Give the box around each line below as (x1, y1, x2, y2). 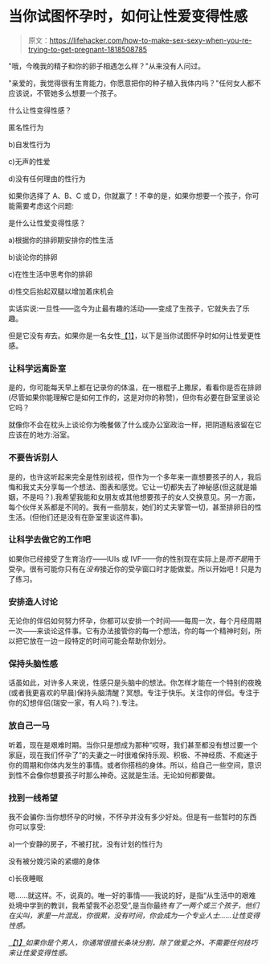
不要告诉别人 (8, 452, 59, 463)
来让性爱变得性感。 (8, 948, 72, 958)
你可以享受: (8, 822, 47, 832)
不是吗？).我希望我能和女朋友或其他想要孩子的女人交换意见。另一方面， (22, 492, 260, 501)
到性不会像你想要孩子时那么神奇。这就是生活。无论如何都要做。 (8, 770, 219, 780)
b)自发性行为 (8, 139, 51, 149)
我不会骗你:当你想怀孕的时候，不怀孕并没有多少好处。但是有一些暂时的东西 (8, 812, 257, 822)
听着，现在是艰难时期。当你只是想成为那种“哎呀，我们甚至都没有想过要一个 (8, 739, 259, 749)
